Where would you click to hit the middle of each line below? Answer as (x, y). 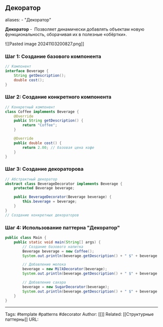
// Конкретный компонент (30, 107)
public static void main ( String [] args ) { (57, 242)
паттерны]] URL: (22, 319)
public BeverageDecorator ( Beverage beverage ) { (63, 197)
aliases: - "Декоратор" (28, 19)
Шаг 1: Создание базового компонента (53, 56)
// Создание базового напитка (53, 247)
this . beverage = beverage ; (50, 201)
